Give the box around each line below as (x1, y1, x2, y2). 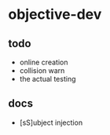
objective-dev (8, 5, 102, 24)
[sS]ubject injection (19, 118, 83, 127)
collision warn (19, 66, 65, 75)
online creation (19, 57, 68, 67)
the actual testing (19, 75, 76, 83)
